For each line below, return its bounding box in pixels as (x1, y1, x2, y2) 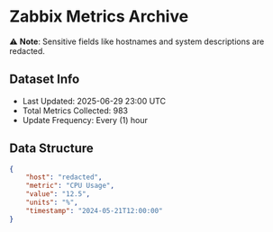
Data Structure (9, 141, 95, 156)
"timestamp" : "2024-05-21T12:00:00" (25, 206, 164, 215)
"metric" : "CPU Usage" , (25, 182, 115, 191)
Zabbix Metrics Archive (9, 6, 189, 27)
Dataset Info (9, 72, 80, 87)
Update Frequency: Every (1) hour (22, 114, 149, 125)
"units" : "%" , (25, 198, 78, 208)
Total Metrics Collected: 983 (22, 105, 129, 116)
